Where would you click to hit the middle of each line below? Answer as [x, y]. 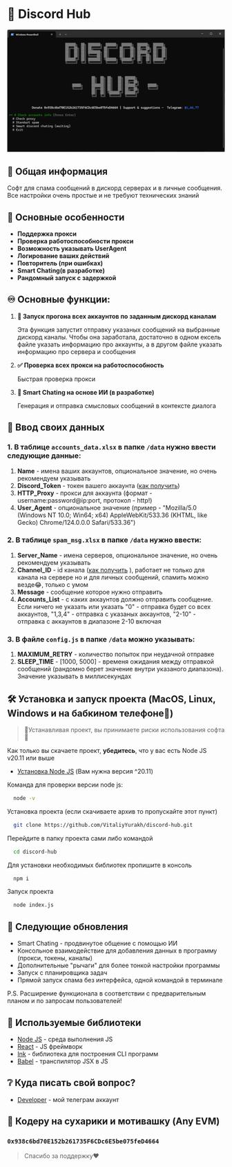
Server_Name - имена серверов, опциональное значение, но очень [117, 555]
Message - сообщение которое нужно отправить [90, 592]
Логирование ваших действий [63, 256]
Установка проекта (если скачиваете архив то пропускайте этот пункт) [112, 811]
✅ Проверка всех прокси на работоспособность [90, 365]
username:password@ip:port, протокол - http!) [85, 500]
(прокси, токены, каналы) [55, 958]
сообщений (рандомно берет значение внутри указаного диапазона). [120, 669]
